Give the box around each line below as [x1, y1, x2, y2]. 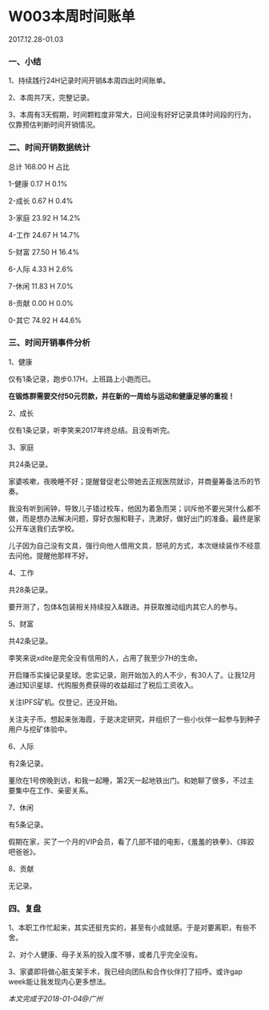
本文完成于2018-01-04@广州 [8, 994, 103, 1004]
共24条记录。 [8, 459, 53, 469]
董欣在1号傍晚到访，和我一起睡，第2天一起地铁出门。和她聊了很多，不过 [8, 776, 247, 785]
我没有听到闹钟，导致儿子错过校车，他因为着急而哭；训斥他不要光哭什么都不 [8, 503, 261, 513]
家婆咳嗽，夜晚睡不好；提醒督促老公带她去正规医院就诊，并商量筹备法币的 [8, 476, 254, 486]
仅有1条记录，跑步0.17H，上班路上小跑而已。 [8, 374, 156, 384]
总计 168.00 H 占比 [8, 161, 70, 171]
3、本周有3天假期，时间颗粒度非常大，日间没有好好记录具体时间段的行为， [8, 110, 256, 120]
